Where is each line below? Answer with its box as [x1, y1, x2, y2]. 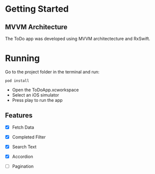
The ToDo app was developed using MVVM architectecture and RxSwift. [5, 36, 150, 41]
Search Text [12, 144, 37, 150]
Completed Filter [12, 134, 46, 140]
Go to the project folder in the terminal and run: [5, 69, 100, 75]
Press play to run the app [12, 97, 63, 103]
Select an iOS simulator [12, 92, 59, 98]
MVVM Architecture [5, 23, 68, 31]
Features [5, 111, 33, 120]
